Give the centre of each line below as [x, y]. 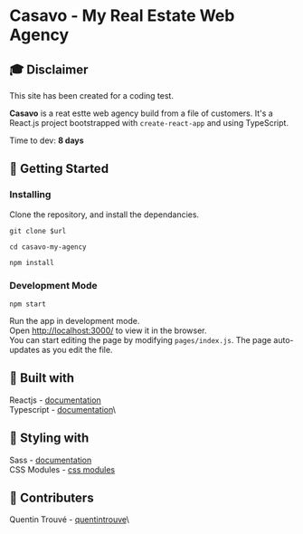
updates [25, 349]
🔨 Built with [42, 378]
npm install [32, 262]
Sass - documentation [51, 460]
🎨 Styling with [49, 439]
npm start [28, 304]
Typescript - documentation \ [62, 409]
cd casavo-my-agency [48, 247]
